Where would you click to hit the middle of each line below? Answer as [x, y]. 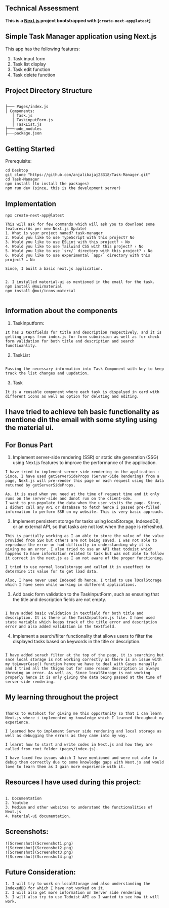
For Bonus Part [29, 445]
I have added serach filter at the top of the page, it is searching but [85, 655]
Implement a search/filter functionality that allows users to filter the [82, 636]
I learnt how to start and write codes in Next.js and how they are [79, 744]
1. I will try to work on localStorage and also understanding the [78, 884]
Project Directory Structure [49, 91]
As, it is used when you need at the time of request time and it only [82, 494]
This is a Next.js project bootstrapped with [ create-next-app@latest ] [78, 20]
